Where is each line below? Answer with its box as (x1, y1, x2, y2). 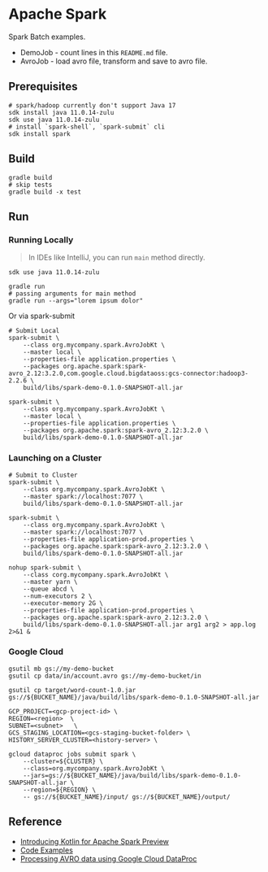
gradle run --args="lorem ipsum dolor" (8, 297, 144, 305)
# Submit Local (8, 327, 60, 335)
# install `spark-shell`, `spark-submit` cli (8, 123, 165, 131)
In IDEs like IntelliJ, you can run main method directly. (28, 253, 205, 263)
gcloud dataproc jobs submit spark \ (8, 750, 136, 758)
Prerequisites (8, 80, 78, 94)
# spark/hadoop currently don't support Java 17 (8, 101, 176, 110)
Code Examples (19, 845, 73, 855)
